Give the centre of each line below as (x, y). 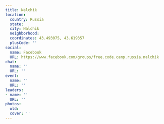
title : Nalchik (21, 10)
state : (17, 24)
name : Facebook (26, 52)
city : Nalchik (24, 29)
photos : (13, 104)
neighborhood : (24, 33)
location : (16, 15)
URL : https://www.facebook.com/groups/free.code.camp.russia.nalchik (84, 57)
